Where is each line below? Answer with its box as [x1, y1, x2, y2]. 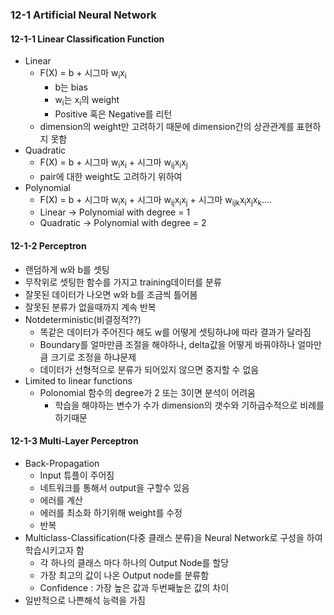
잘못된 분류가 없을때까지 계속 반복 [24, 301, 157, 313]
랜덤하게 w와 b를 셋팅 [24, 263, 110, 275]
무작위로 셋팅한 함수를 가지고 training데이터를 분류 [24, 276, 222, 288]
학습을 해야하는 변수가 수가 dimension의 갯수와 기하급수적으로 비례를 [54, 399, 325, 411]
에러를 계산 [39, 494, 83, 506]
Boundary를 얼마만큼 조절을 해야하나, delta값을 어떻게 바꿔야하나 [39, 338, 296, 350]
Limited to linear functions [24, 374, 133, 387]
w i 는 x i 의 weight [54, 93, 120, 108]
